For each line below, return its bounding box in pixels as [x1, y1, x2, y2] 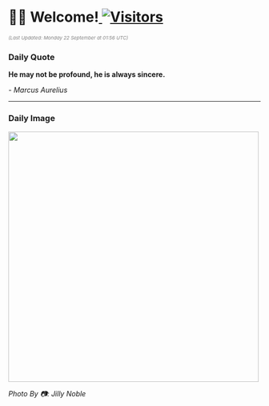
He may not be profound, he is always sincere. [8, 70, 166, 79]
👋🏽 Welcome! [8, 8, 99, 26]
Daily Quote [8, 51, 55, 62]
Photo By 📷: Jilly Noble [8, 388, 86, 398]
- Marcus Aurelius [8, 85, 68, 95]
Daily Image [8, 113, 56, 124]
